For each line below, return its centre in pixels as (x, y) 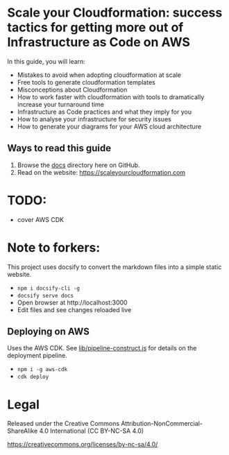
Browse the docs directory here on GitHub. (78, 165)
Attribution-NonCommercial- (162, 424)
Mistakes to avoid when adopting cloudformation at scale (99, 75)
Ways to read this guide (59, 148)
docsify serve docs (45, 295)
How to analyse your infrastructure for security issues (94, 119)
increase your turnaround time (60, 104)
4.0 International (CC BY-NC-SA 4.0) (92, 431)
